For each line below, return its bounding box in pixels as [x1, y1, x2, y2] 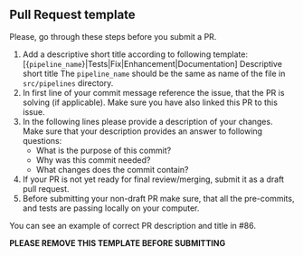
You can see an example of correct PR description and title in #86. [9, 220, 256, 231]
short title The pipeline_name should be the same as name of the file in [22, 68, 286, 79]
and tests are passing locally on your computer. [22, 203, 200, 213]
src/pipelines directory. [22, 77, 114, 89]
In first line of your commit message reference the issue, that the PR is [22, 87, 285, 98]
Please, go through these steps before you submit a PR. [9, 31, 217, 42]
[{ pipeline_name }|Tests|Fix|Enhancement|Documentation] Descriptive [22, 58, 283, 69]
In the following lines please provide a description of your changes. [22, 116, 273, 127]
